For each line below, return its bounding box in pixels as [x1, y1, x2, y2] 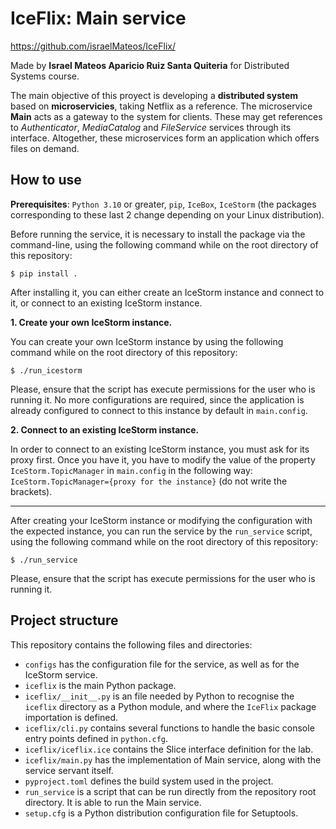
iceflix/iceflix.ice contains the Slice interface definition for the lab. [24, 743, 314, 755]
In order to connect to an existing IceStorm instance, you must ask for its [10, 443, 310, 455]
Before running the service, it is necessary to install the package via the [10, 228, 306, 240]
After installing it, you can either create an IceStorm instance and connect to [10, 286, 325, 298]
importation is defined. [24, 711, 119, 723]
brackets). [10, 485, 53, 497]
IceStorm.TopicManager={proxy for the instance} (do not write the [10, 475, 288, 487]
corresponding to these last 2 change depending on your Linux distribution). [10, 208, 325, 221]
